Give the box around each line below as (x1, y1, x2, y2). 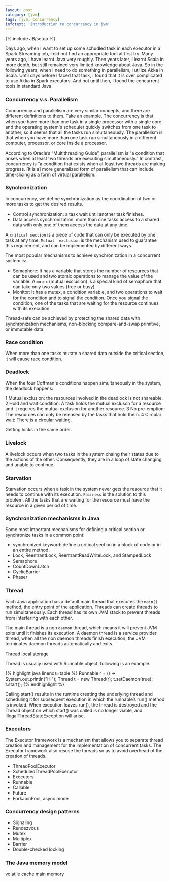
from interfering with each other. (5, 614, 73, 621)
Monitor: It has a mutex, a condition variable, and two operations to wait (12, 289, 163, 295)
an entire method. (12, 547, 50, 553)
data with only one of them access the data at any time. (12, 222, 129, 228)
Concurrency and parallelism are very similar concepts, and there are (5, 107, 150, 113)
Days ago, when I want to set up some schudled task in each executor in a (5, 45, 161, 51)
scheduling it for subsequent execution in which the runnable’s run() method (5, 696, 165, 702)
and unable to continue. (5, 461, 55, 468)
